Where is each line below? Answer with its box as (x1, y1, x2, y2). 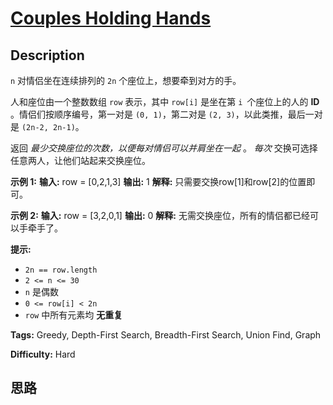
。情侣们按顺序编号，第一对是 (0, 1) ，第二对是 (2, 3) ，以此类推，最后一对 (10, 108, 323, 120)
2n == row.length (24, 265, 98, 275)
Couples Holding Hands (10, 7, 212, 30)
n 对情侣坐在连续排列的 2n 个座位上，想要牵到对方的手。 (10, 75, 242, 86)
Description (10, 47, 85, 64)
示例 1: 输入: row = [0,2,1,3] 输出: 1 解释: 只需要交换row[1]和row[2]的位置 (10, 176, 307, 187)
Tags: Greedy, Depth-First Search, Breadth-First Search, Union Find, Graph (10, 329, 322, 341)
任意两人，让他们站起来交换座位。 (10, 155, 151, 166)
